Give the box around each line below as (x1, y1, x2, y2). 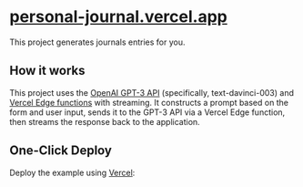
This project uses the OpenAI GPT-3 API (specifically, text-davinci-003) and (9, 87, 294, 98)
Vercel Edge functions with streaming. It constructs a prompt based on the (9, 97, 289, 108)
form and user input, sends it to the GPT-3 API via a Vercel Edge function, (9, 107, 286, 118)
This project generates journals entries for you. (9, 36, 186, 47)
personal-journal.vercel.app (9, 6, 227, 27)
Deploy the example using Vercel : (9, 167, 136, 178)
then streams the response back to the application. (9, 116, 200, 127)
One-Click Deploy (9, 143, 112, 159)
